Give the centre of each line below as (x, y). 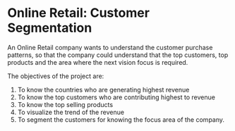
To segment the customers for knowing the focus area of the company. (121, 119)
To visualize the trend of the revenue (71, 112)
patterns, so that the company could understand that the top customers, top (118, 55)
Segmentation (50, 28)
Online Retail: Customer (79, 13)
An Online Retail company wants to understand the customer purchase (110, 47)
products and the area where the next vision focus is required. (98, 62)
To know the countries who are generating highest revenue (103, 89)
